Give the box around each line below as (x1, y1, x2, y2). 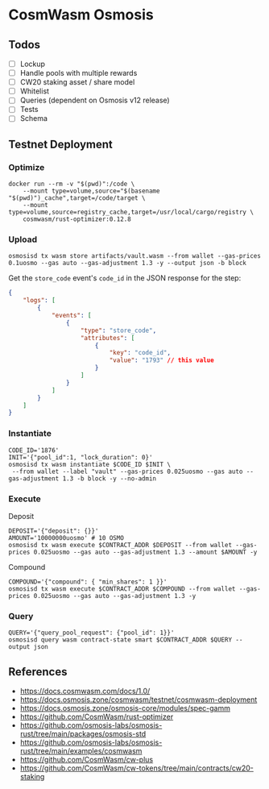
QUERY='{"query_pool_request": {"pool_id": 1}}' (8, 629, 175, 637)
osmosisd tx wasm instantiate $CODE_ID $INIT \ (8, 460, 172, 468)
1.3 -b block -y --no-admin (62, 474, 157, 483)
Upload (8, 234, 38, 245)
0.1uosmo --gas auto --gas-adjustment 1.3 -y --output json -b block (8, 260, 247, 268)
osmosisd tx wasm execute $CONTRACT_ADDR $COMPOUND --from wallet (8, 584, 236, 593)
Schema (19, 114, 48, 123)
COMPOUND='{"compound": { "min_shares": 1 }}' (8, 578, 168, 586)
